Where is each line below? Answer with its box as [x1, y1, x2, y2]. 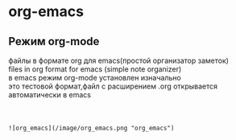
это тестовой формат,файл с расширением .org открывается [8, 81, 218, 91]
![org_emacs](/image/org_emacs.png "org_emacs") [8, 124, 175, 132]
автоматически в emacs [8, 90, 91, 99]
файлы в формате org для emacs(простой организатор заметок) [8, 56, 230, 65]
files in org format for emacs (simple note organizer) [8, 64, 182, 74]
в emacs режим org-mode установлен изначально [8, 73, 181, 82]
